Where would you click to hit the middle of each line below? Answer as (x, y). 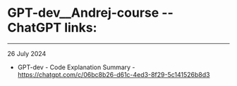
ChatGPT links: (52, 28)
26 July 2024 (27, 53)
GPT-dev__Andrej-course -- (91, 13)
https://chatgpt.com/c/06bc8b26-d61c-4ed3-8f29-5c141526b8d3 (114, 74)
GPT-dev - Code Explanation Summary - (76, 67)
